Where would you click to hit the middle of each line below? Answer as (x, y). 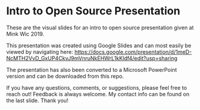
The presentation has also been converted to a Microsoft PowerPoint (92, 69)
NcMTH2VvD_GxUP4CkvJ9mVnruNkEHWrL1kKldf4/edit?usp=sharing (92, 58)
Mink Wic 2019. (25, 33)
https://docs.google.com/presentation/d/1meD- (133, 51)
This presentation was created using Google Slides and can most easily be (99, 45)
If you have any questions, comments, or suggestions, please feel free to (97, 87)
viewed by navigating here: (40, 51)
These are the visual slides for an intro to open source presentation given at (100, 27)
